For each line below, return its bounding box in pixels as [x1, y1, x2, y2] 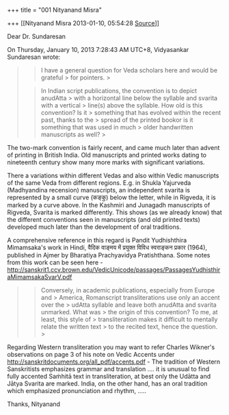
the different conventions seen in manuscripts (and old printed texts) [7, 216, 200, 223]
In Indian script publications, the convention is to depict [40, 87, 197, 95]
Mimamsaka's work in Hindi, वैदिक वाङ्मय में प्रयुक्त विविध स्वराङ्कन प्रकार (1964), [7, 243, 207, 251]
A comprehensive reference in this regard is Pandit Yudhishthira [7, 236, 187, 244]
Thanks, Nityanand [7, 400, 60, 408]
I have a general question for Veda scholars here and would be [40, 66, 217, 74]
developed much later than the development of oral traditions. [7, 223, 181, 231]
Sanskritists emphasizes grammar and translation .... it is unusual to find [7, 365, 210, 373]
